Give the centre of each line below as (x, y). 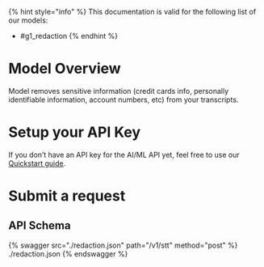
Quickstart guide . (37, 163)
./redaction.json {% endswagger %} (68, 253)
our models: (28, 20)
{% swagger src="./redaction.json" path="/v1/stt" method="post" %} (123, 245)
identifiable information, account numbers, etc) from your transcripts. (124, 100)
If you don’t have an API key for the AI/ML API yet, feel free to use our (124, 155)
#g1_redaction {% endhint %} (69, 36)
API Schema (40, 226)
